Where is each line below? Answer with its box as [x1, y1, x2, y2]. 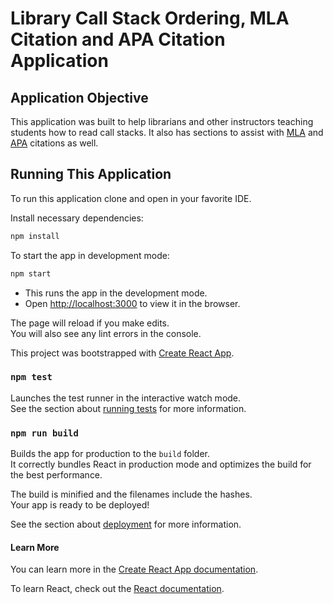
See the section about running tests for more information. [10, 402, 247, 414]
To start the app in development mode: [10, 249, 170, 261]
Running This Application [10, 166, 172, 183]
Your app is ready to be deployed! [10, 499, 150, 511]
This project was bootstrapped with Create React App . [10, 347, 235, 359]
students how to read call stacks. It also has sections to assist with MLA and [10, 127, 324, 138]
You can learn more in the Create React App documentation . [10, 563, 259, 576]
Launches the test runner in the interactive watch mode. [10, 392, 242, 404]
